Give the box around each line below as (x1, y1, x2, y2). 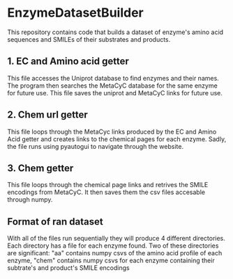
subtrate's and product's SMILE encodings (7, 264, 130, 272)
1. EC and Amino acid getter (7, 56, 129, 67)
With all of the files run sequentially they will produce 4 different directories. (7, 234, 225, 243)
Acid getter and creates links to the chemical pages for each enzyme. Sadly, (7, 134, 227, 143)
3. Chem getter (7, 162, 74, 174)
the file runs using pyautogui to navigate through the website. (7, 142, 183, 150)
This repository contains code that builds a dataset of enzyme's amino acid (7, 28, 224, 36)
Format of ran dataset (7, 216, 103, 228)
